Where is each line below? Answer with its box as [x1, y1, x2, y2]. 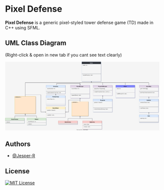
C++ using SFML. [5, 24, 41, 30]
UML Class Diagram [5, 39, 67, 47]
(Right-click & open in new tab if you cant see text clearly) [5, 52, 122, 58]
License [5, 167, 30, 175]
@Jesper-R [12, 153, 35, 159]
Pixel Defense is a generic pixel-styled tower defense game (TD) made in [5, 20, 154, 25]
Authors [5, 140, 31, 148]
